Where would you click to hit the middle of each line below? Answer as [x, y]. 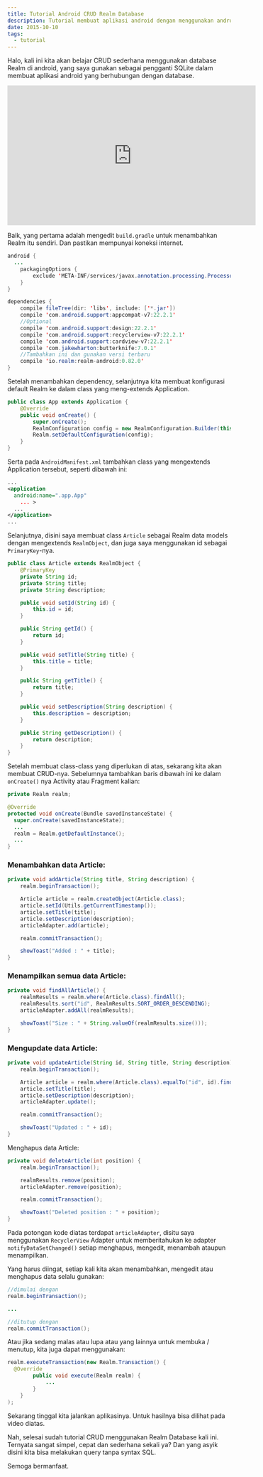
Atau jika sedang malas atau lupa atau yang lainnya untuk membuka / [108, 1342]
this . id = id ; [54, 609]
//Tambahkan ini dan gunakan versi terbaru [85, 355]
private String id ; [49, 577]
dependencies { [30, 302]
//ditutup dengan [33, 1321]
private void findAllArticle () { [57, 991]
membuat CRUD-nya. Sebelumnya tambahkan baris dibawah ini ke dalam [114, 774]
